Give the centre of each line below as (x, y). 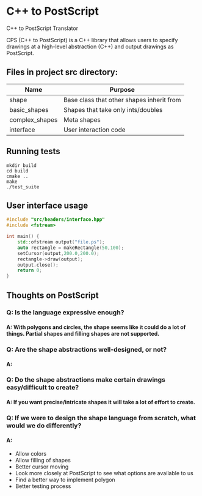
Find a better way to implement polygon (65, 480)
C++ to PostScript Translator (42, 28)
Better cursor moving (42, 467)
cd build (17, 171)
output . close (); (38, 265)
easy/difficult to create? (43, 388)
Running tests (34, 151)
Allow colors (31, 454)
